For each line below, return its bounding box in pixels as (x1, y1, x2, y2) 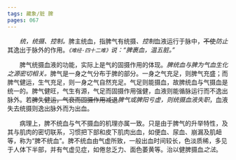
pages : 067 (7, 17, 39, 24)
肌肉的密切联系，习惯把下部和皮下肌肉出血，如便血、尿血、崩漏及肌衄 (19, 127, 222, 136)
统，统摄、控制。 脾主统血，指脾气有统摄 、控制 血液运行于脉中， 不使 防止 (20, 36, 228, 45)
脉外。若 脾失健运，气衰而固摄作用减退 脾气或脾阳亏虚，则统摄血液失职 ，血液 (7, 95, 228, 103)
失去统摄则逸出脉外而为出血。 (7, 104, 93, 112)
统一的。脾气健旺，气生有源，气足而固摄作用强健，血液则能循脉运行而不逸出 (7, 87, 228, 95)
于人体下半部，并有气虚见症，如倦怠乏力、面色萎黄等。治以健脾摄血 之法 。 (7, 145, 222, 154)
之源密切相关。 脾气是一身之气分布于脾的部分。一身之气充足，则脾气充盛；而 (7, 69, 228, 78)
